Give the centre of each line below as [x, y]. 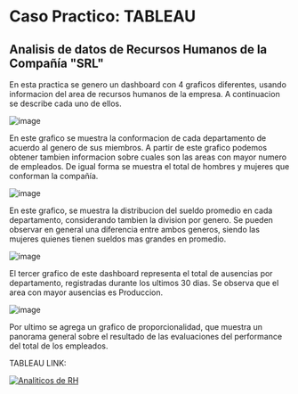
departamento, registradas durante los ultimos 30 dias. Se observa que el [144, 283]
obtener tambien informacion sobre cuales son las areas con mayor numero [148, 157]
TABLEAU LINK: [38, 363]
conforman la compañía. [54, 176]
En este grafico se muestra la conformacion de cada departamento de [138, 138]
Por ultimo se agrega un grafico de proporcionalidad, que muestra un [136, 327]
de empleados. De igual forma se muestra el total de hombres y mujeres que [149, 166]
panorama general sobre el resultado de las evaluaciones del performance [146, 337]
